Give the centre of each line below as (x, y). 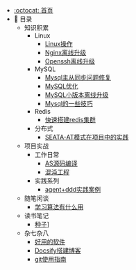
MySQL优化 (61, 86)
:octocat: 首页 (33, 10)
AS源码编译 (61, 163)
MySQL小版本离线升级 (77, 95)
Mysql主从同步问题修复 (78, 77)
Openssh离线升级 (70, 61)
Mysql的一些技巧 (69, 104)
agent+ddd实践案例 (73, 189)
